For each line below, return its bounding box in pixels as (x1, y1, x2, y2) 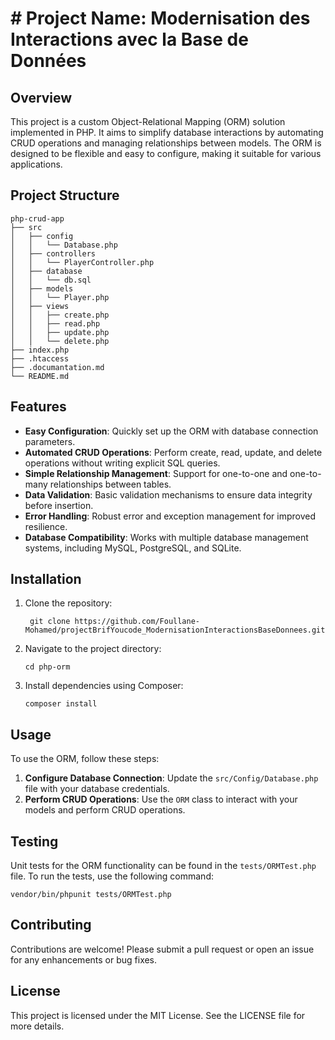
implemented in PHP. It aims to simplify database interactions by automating (10, 127, 324, 138)
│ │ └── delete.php (10, 336, 110, 346)
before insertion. (24, 499, 94, 511)
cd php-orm (24, 662, 71, 672)
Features (10, 398, 67, 416)
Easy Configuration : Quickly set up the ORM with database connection (24, 425, 319, 437)
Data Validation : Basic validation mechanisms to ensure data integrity (24, 488, 313, 501)
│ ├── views (10, 301, 70, 311)
